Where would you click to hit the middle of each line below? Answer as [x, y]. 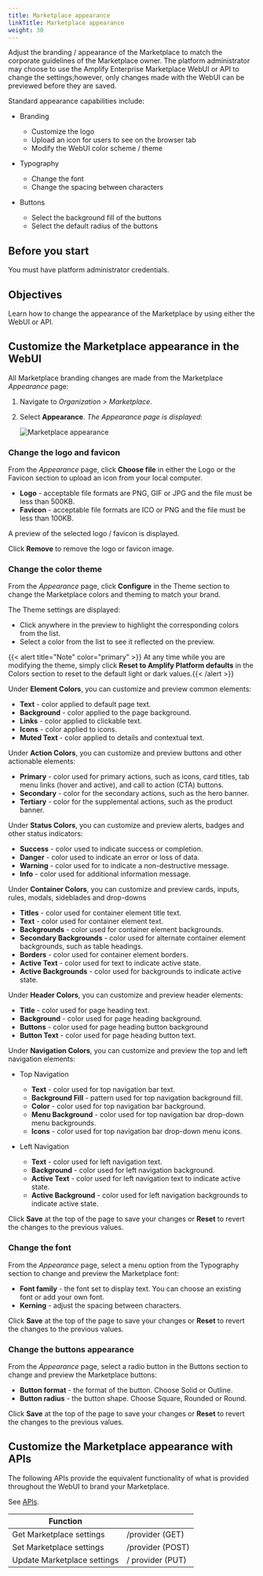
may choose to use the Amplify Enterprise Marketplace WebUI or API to [124, 69]
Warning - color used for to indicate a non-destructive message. [124, 866]
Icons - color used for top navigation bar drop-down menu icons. [137, 1131]
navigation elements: [42, 1059]
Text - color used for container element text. [91, 921]
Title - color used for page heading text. [84, 1010]
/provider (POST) [158, 1547]
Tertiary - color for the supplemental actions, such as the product [126, 802]
